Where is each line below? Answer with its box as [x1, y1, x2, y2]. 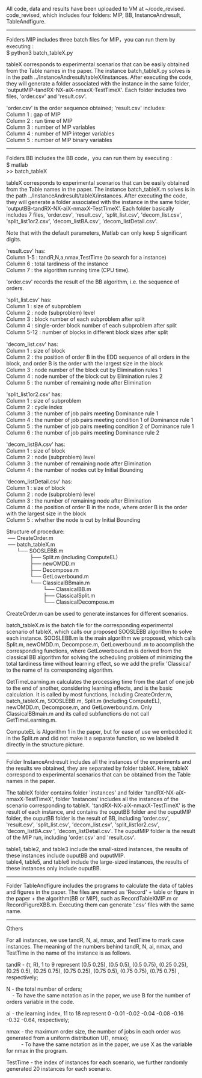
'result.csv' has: [6, 247, 46, 255]
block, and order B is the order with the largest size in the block [6, 360, 164, 367]
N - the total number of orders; [6, 985, 82, 993]
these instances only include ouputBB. [6, 865, 102, 872]
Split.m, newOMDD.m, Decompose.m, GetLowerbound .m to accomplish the [6, 641, 194, 648]
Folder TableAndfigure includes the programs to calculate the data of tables [6, 882, 194, 889]
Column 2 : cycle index [6, 403, 63, 410]
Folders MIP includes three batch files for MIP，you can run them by [6, 36, 176, 43]
